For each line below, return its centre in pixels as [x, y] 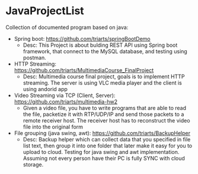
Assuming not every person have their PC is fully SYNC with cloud [104, 158]
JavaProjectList [45, 11]
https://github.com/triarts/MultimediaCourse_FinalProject [84, 70]
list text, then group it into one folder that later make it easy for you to [108, 146]
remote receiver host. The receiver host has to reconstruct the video [106, 120]
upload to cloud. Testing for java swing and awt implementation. [101, 152]
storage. [33, 165]
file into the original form [53, 127]
